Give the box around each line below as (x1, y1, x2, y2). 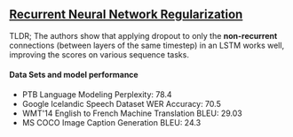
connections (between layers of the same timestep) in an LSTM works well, (9, 40, 285, 50)
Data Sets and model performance (9, 70, 139, 80)
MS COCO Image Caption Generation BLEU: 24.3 (21, 118, 202, 128)
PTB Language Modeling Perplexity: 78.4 (21, 89, 172, 100)
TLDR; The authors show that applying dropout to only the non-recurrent (9, 30, 278, 41)
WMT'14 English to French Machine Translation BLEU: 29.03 (21, 108, 242, 118)
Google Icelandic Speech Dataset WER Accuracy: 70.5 (21, 99, 222, 110)
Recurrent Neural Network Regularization (9, 7, 243, 22)
